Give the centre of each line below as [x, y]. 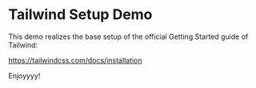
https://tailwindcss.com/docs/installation [75, 60]
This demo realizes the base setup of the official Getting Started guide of [128, 36]
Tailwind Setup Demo [80, 15]
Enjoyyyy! [24, 75]
